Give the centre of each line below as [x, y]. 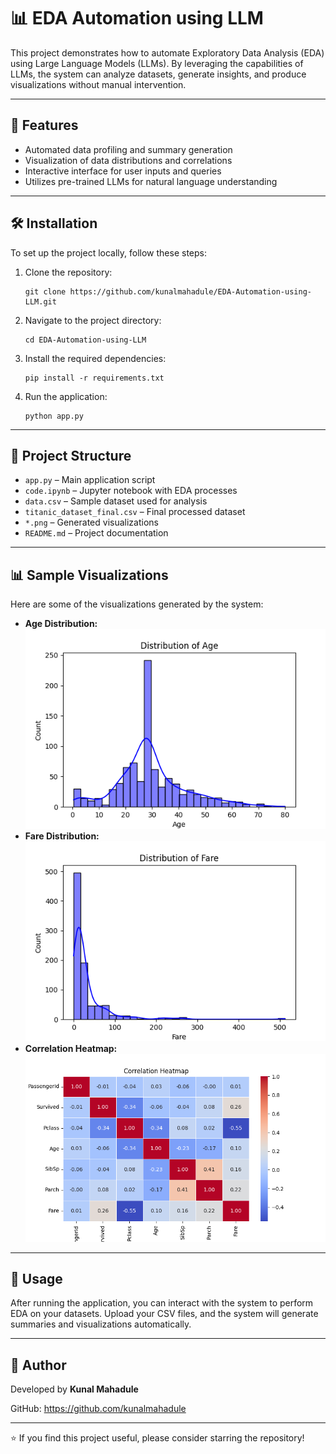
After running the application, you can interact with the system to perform [162, 1303]
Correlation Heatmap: [71, 1049]
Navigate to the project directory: [93, 320]
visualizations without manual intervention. [98, 84]
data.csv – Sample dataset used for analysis [116, 501]
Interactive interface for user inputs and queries [123, 171]
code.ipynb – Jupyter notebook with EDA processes [131, 491]
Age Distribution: [61, 624]
